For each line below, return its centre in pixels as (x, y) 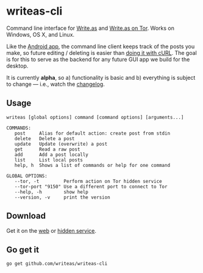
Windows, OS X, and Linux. (41, 34)
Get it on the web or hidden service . (51, 230)
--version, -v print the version (62, 197)
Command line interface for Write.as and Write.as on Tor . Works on (91, 28)
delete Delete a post (45, 138)
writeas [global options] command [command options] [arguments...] (95, 117)
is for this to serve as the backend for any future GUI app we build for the (98, 59)
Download (26, 216)
